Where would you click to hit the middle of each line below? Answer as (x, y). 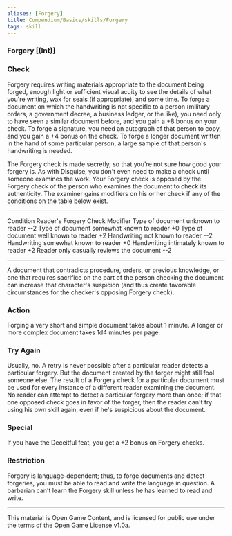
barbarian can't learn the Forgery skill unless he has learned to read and (110, 490)
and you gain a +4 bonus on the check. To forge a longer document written (114, 136)
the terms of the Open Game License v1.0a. (69, 525)
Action (19, 310)
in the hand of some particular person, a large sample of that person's (107, 143)
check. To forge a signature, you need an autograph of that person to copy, (114, 128)
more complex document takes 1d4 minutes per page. (84, 332)
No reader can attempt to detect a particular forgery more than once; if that (114, 395)
